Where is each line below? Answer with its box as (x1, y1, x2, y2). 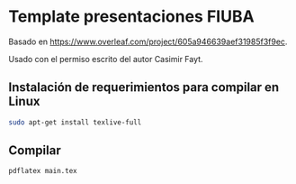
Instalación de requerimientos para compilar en (8, 79, 280, 96)
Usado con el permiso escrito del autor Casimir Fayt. (8, 53, 203, 64)
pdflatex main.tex (8, 167, 77, 176)
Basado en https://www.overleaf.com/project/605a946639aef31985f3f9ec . (8, 36, 288, 47)
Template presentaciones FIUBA (8, 6, 255, 27)
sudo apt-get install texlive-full (8, 117, 142, 127)
